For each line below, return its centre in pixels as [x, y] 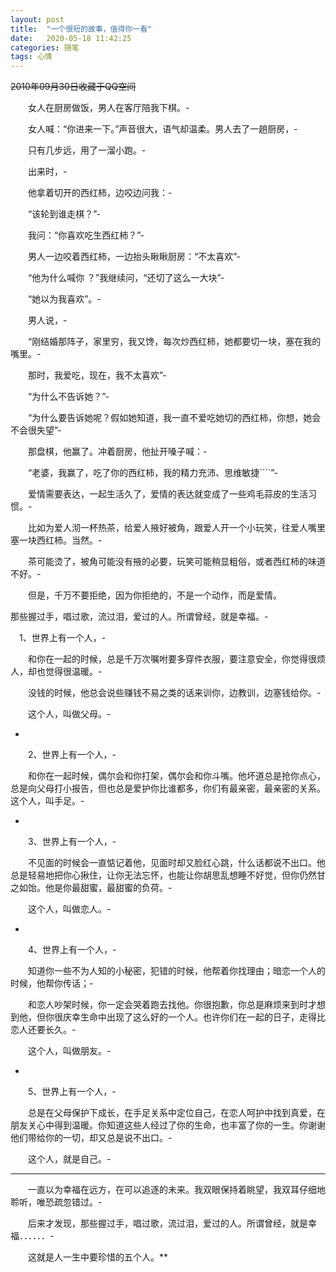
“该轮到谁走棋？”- [64, 214]
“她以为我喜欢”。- [64, 299]
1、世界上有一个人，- [62, 638]
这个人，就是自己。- [69, 1159]
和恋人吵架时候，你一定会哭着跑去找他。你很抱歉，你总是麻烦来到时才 [172, 1005]
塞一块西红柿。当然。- [56, 540]
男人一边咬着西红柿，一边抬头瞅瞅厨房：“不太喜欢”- [134, 257]
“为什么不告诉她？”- [68, 397]
